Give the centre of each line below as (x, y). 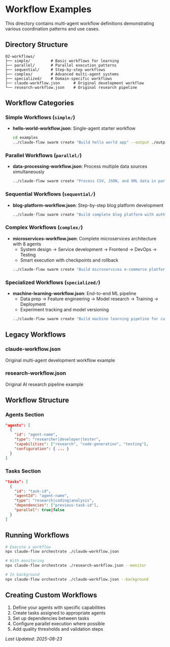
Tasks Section (23, 471)
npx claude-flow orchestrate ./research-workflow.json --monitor (76, 566)
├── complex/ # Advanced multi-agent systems (62, 74)
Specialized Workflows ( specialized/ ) (53, 282)
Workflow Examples (48, 9)
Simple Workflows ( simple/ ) (40, 118)
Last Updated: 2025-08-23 (34, 639)
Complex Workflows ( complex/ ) (44, 228)
